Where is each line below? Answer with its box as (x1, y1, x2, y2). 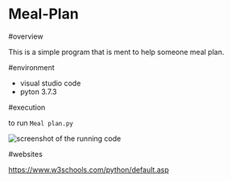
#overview (8, 31, 43, 41)
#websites (8, 149, 43, 159)
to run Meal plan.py (8, 118, 74, 127)
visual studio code (19, 78, 81, 88)
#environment (8, 62, 55, 72)
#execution (8, 102, 46, 112)
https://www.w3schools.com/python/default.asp (8, 164, 169, 174)
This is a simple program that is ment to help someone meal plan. (8, 47, 225, 56)
